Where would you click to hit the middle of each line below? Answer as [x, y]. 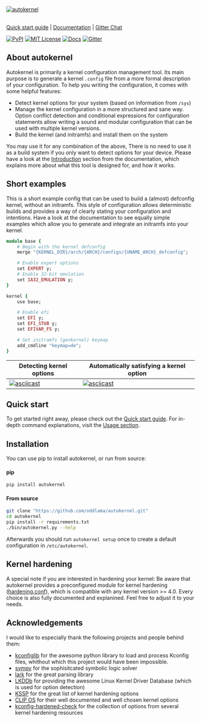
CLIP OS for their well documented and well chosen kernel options [97, 700]
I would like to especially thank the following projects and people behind [95, 637]
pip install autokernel [36, 485]
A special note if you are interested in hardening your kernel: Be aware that [98, 578]
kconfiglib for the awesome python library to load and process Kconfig [102, 655]
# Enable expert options [48, 263]
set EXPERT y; [34, 269]
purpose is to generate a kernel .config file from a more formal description [98, 78]
